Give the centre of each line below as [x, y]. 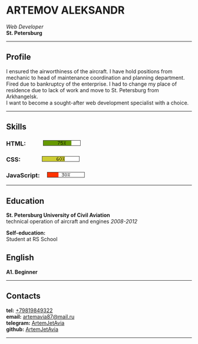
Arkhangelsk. [22, 96]
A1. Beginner [22, 272]
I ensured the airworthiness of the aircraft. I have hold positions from [89, 71]
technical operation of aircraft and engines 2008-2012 [72, 222]
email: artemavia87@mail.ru [40, 316]
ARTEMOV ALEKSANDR [65, 10]
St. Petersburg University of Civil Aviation [58, 215]
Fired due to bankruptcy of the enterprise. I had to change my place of [92, 84]
